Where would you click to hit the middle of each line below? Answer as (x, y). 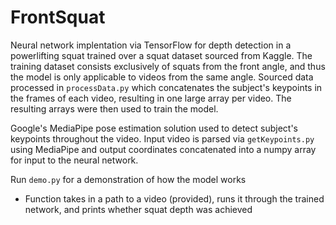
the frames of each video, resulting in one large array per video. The (151, 98)
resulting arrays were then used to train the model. (114, 108)
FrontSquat (58, 17)
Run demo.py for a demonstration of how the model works (128, 179)
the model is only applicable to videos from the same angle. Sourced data (162, 77)
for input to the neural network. (74, 160)
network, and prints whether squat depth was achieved (138, 209)
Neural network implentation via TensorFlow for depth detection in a (151, 45)
